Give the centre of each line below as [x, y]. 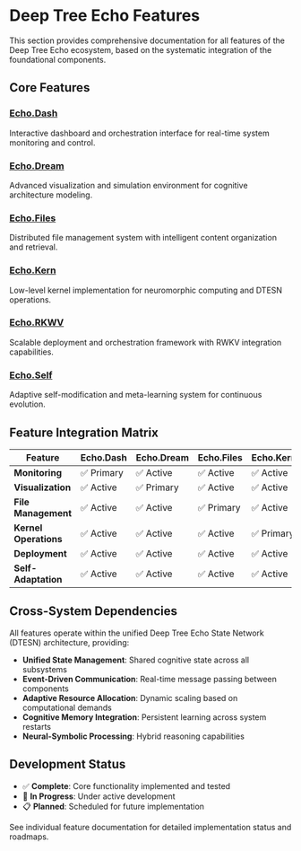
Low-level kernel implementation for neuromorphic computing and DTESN [146, 290]
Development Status [68, 764]
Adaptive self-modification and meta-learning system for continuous [136, 395]
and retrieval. [34, 247]
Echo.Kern [33, 270]
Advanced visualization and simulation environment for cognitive [129, 185]
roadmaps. [29, 837]
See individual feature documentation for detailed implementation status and [150, 827]
